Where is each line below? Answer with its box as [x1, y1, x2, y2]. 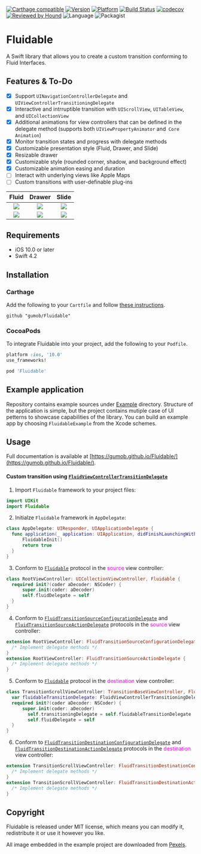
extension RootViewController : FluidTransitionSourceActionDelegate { [6, 655, 186, 661]
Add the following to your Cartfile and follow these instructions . [6, 301, 166, 308]
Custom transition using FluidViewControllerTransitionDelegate [6, 473, 168, 480]
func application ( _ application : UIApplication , [11, 531, 135, 538]
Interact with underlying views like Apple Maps [14, 172, 130, 179]
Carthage [6, 288, 35, 296]
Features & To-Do [6, 77, 73, 87]
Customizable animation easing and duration [14, 165, 126, 172]
